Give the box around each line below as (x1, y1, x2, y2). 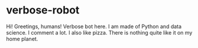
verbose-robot (6, 4, 80, 17)
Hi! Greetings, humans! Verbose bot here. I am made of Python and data (6, 23, 182, 30)
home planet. (6, 35, 38, 42)
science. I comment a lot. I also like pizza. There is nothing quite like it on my (6, 29, 193, 36)
